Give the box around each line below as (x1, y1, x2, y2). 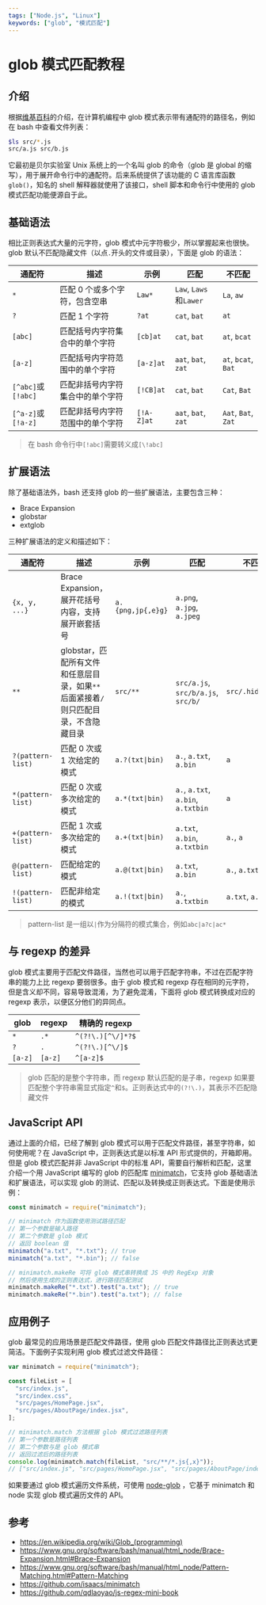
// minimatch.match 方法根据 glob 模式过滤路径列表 (8, 1428, 168, 1436)
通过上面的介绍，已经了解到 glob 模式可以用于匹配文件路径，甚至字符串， (8, 1138, 249, 1147)
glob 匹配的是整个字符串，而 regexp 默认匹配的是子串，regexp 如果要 (27, 1073, 256, 1082)
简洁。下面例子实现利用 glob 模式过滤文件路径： (8, 1347, 165, 1356)
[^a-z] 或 (12, 408, 45, 419)
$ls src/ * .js (8, 138, 51, 146)
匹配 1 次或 (60, 820, 102, 831)
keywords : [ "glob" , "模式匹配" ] (8, 19, 111, 27)
